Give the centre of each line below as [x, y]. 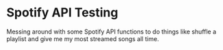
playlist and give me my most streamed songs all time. [83, 38]
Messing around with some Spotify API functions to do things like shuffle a [112, 32]
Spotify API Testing [62, 13]
